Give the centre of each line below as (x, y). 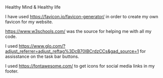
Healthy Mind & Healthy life (33, 7)
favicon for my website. (29, 22)
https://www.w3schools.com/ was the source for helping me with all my (79, 31)
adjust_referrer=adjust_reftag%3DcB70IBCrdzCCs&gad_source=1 (72, 51)
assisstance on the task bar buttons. (42, 56)
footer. (12, 71)
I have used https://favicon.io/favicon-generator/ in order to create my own (82, 16)
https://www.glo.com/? (42, 46)
